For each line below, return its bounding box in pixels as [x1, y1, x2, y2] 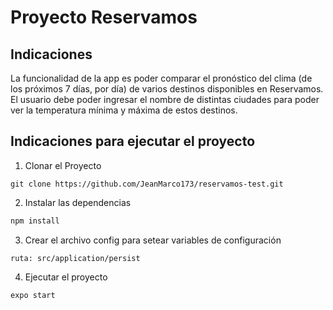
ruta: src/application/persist [10, 253, 141, 263]
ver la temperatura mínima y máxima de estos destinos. [10, 104, 238, 116]
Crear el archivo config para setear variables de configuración [24, 234, 282, 246]
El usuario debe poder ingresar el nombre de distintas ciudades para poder [10, 94, 320, 105]
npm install [10, 216, 60, 226]
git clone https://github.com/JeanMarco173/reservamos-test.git [10, 179, 284, 189]
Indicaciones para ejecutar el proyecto [10, 133, 256, 150]
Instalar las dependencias [24, 196, 132, 208]
